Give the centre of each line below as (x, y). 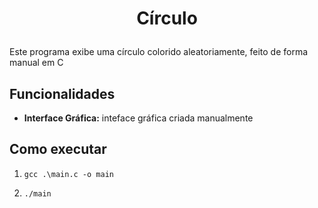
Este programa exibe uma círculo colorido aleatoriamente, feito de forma (159, 52)
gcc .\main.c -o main (68, 174)
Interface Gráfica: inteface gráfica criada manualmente (138, 118)
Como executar (58, 149)
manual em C (36, 63)
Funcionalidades (62, 93)
